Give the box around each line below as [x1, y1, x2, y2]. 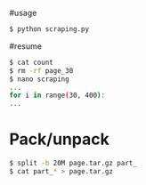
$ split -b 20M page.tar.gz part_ [9, 159, 138, 168]
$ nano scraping [9, 75, 69, 84]
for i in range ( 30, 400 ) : [9, 91, 105, 101]
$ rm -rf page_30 [9, 66, 74, 75]
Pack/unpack [9, 129, 109, 149]
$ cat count [9, 58, 53, 67]
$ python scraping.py [9, 25, 90, 34]
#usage [9, 8, 37, 18]
